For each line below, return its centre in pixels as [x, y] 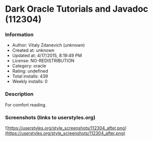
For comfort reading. [26, 105]
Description [19, 94]
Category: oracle [29, 66]
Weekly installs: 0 [30, 81]
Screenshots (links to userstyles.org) [50, 117]
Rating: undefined [30, 71]
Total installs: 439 [30, 76]
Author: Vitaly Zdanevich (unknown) [48, 45]
